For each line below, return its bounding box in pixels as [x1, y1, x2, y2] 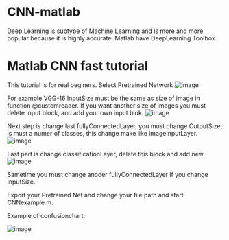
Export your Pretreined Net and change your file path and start [7, 191, 184, 199]
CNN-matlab [7, 4, 81, 20]
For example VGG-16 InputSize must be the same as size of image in [7, 94, 200, 102]
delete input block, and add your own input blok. [7, 108, 144, 117]
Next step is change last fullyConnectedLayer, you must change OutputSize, [7, 121, 223, 130]
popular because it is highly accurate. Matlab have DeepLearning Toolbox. [7, 34, 217, 42]
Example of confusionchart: [7, 211, 86, 219]
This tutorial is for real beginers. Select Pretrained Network [7, 80, 173, 89]
